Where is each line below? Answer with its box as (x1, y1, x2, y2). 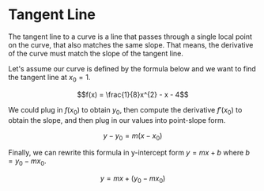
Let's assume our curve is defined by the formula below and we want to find (8, 63, 257, 73)
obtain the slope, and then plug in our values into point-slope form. (8, 115, 226, 124)
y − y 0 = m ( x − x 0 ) (103, 131, 163, 142)
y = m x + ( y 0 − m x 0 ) (100, 174, 166, 185)
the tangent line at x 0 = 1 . (8, 72, 91, 84)
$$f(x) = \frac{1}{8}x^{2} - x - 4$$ (77, 90, 189, 99)
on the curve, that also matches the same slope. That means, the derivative (8, 40, 254, 49)
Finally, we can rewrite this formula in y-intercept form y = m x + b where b (8, 148, 251, 158)
